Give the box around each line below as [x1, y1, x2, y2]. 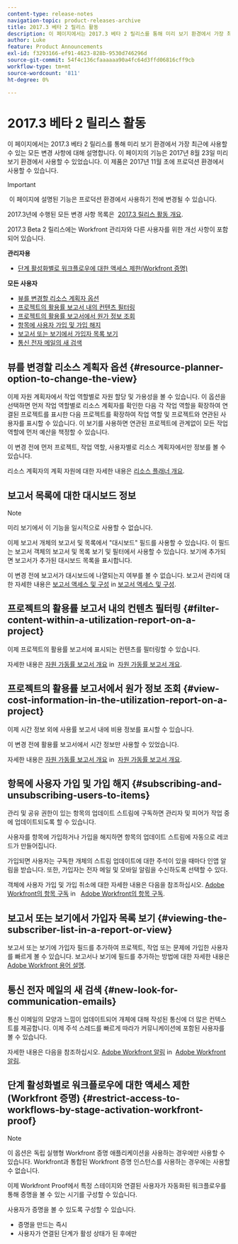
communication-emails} [7, 995, 117, 1008]
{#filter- [183, 603, 220, 615]
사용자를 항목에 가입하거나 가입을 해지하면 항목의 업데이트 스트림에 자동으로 [7, 833, 216, 841]
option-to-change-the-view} [7, 372, 138, 384]
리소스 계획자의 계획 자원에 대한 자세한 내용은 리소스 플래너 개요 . [7, 467, 186, 475]
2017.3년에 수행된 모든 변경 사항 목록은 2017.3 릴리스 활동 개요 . [7, 210, 183, 219]
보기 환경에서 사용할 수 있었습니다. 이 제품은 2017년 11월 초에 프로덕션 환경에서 [7, 157, 225, 166]
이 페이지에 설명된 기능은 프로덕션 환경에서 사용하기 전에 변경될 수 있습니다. [8, 195, 217, 204]
